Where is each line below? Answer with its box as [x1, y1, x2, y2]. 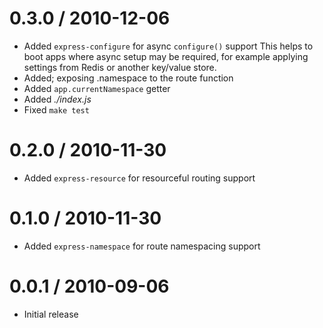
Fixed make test [23, 103, 90, 116]
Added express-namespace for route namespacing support [23, 240, 261, 252]
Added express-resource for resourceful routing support [23, 172, 256, 184]
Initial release [23, 308, 79, 320]
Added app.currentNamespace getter [23, 82, 171, 94]
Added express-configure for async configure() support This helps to [23, 40, 314, 52]
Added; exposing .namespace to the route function [23, 72, 234, 84]
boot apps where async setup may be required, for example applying [23, 50, 309, 62]
